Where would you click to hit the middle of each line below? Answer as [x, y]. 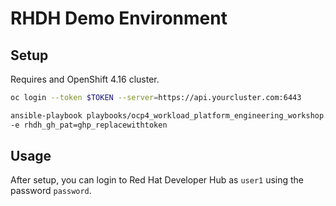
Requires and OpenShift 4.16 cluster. [85, 79]
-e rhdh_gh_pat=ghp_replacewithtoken [89, 125]
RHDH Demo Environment [119, 18]
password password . [51, 191]
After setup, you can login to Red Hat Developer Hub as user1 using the [157, 180]
